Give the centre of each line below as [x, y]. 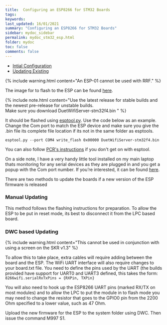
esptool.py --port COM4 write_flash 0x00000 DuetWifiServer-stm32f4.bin [82, 140]
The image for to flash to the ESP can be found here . [59, 90]
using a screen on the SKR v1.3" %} [42, 248]
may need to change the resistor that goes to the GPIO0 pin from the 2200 [82, 298]
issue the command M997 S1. [35, 318]
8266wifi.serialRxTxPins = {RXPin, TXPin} [50, 278]
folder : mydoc [20, 42]
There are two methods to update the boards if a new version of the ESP [80, 179]
